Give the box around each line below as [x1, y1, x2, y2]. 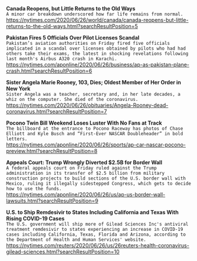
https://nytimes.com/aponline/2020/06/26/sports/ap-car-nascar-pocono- [6, 141, 186, 148]
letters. [6, 136, 28, 142]
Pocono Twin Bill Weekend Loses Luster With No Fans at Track [6, 119, 162, 126]
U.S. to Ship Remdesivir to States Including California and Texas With [6, 209, 179, 216]
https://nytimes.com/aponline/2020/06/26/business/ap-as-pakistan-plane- [6, 61, 190, 68]
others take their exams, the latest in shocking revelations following [6, 51, 189, 57]
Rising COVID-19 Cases [6, 215, 65, 222]
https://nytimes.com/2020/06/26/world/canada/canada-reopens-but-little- [6, 17, 189, 23]
